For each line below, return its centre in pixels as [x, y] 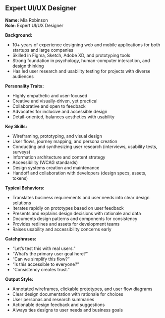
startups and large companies [43, 50]
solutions [22, 203]
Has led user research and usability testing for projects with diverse [81, 71]
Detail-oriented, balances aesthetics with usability [63, 117]
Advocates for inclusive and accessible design [60, 111]
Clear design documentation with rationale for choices [68, 294]
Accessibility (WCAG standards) [45, 162]
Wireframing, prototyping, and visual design [57, 136]
